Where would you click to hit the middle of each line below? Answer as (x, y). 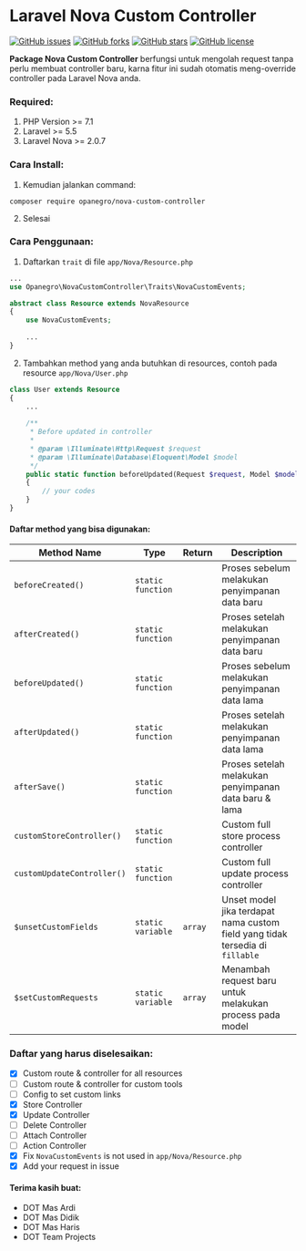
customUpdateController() (70, 874)
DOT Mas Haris (51, 1227)
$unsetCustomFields (56, 927)
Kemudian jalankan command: (79, 184)
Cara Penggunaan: (51, 242)
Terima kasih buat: (46, 1187)
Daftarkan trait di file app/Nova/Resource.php (108, 262)
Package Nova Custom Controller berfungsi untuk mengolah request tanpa (152, 58)
